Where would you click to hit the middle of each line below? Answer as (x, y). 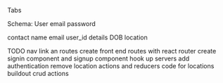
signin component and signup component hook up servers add (98, 58)
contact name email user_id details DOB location (77, 37)
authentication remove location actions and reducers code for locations (111, 66)
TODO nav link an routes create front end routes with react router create (112, 51)
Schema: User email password (52, 24)
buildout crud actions (38, 74)
